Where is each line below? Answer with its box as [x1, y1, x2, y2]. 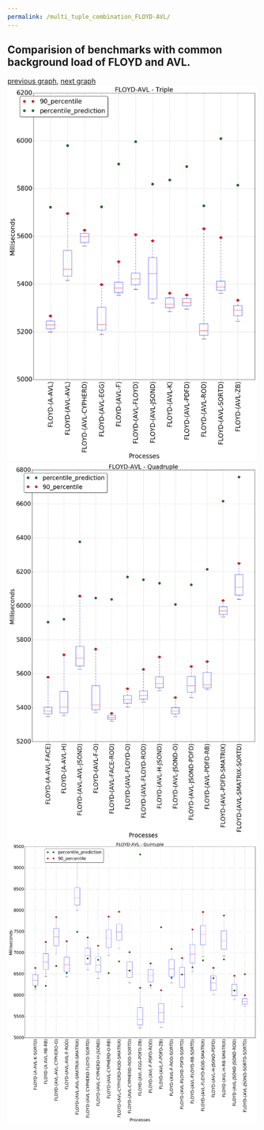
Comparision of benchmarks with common [7, 44, 223, 57]
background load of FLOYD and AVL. [7, 55, 191, 69]
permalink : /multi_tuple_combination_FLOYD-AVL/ [7, 13, 171, 21]
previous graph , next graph [7, 76, 96, 86]
